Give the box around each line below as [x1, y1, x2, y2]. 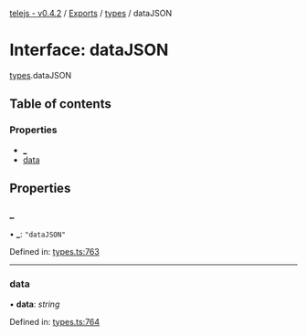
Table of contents [9, 96, 111, 112]
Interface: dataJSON [9, 40, 169, 60]
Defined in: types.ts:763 [9, 247, 101, 257]
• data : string [9, 299, 60, 310]
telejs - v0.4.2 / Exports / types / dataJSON [9, 8, 172, 18]
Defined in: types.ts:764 [9, 316, 101, 327]
